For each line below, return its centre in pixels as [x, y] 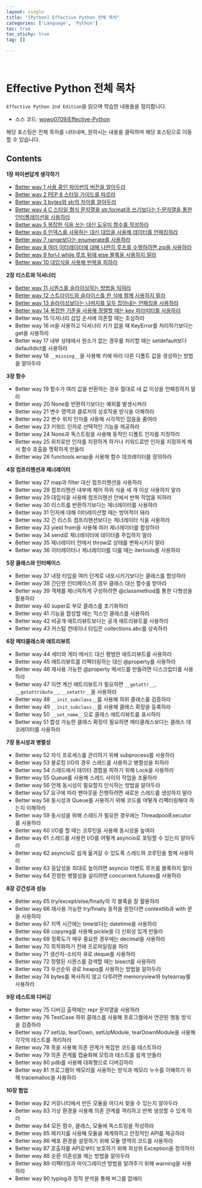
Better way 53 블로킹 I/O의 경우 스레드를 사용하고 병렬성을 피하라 [92, 762]
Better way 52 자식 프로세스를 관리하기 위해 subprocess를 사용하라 [95, 755]
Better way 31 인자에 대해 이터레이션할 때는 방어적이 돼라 [82, 512]
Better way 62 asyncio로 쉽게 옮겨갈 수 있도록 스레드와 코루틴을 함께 [96, 853]
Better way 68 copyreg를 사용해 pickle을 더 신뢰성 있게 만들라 [89, 931]
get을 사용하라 [32, 333]
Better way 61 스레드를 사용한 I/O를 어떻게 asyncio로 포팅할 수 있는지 [97, 838]
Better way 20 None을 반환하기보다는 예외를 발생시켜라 [81, 404]
